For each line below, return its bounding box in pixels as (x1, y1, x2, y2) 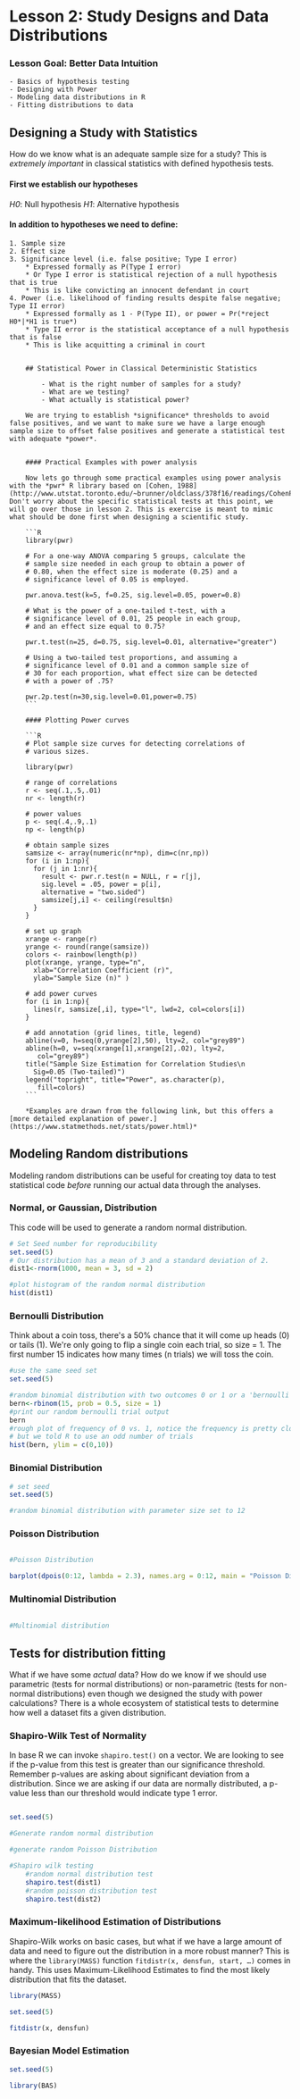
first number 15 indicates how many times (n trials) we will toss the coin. (9, 1349, 274, 1359)
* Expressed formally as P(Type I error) (25, 262, 181, 272)
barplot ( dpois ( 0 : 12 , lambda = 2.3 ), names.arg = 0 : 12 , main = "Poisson (9, 1572, 282, 1581)
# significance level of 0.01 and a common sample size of (25, 661, 250, 670)
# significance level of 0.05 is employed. (25, 574, 190, 584)
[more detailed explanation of (9, 1114, 126, 1123)
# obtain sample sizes (25, 840, 110, 849)
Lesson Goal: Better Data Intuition (9, 57, 159, 70)
